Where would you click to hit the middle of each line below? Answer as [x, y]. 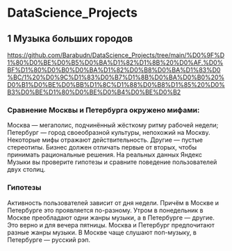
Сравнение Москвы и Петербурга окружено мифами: [103, 110]
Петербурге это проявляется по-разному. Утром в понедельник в [105, 210]
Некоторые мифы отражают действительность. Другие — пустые [105, 140]
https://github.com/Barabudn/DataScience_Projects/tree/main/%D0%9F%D [116, 55]
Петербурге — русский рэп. [49, 240]
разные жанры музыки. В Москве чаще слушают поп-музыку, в [102, 232]
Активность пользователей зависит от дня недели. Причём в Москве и [113, 202]
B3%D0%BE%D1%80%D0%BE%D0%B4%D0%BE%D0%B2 [94, 92]
